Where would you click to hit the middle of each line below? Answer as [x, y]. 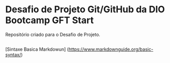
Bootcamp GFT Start [49, 20]
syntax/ [13, 55]
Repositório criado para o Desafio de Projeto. [53, 34]
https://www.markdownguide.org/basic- [111, 49]
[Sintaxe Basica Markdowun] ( [37, 49]
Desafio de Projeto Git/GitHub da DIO [85, 9]
